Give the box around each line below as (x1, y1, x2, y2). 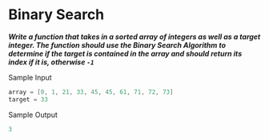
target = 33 (8, 95, 48, 103)
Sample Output (8, 110, 58, 119)
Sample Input (8, 72, 52, 82)
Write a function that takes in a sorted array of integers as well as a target (8, 32, 261, 41)
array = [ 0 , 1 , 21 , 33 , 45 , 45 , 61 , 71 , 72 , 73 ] (8, 87, 174, 96)
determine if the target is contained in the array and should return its (8, 49, 243, 58)
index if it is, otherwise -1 (8, 57, 94, 67)
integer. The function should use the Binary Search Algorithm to (8, 40, 227, 49)
